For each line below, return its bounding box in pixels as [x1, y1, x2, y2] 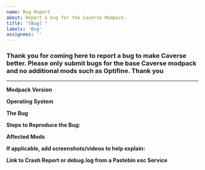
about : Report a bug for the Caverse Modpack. [6, 15, 127, 21]
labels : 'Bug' [6, 25, 43, 32]
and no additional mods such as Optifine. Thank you [6, 67, 164, 75]
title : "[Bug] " [6, 20, 48, 26]
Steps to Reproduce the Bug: [6, 121, 81, 129]
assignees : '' [6, 32, 43, 38]
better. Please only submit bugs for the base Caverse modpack [6, 59, 197, 67]
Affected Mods [6, 133, 45, 140]
